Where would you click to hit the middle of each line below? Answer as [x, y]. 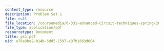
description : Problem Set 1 [34, 14]
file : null [16, 18]
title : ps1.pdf [20, 37]
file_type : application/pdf [34, 28]
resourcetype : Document [29, 32]
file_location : [20, 23]
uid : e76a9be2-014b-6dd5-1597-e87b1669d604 [50, 41]
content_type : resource [29, 9]
